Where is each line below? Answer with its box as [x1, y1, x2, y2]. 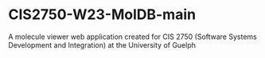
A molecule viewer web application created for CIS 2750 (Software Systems [8, 32, 257, 41]
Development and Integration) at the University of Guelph [8, 40, 197, 49]
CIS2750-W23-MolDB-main [8, 6, 197, 24]
